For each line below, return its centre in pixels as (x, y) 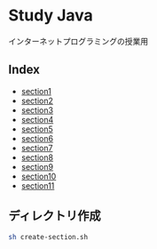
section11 (38, 185)
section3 (37, 110)
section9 (37, 166)
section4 (37, 119)
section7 (37, 148)
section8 (37, 157)
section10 (39, 176)
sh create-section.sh (48, 237)
